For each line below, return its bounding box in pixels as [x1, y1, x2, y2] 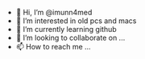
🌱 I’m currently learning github [15, 25, 117, 33]
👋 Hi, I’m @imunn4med [15, 8, 93, 17]
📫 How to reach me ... [15, 42, 91, 51]
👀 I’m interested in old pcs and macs [15, 16, 137, 26]
